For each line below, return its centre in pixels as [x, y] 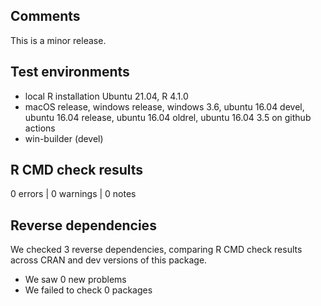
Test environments [70, 72]
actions [40, 128]
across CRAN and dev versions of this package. [109, 260]
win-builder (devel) [64, 138]
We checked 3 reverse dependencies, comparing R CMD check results [156, 250]
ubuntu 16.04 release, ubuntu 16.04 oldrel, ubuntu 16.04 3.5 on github [168, 117]
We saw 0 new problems [75, 280]
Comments [45, 16]
